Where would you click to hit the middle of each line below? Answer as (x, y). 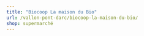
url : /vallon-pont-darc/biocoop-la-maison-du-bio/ (72, 18)
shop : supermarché (30, 23)
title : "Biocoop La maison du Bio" (52, 12)
